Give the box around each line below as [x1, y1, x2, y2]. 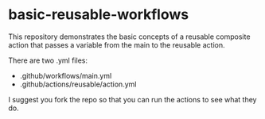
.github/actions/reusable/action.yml [19, 79, 137, 89]
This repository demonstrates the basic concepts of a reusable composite [8, 32, 251, 41]
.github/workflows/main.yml [19, 71, 112, 80]
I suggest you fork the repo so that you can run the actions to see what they [8, 94, 257, 104]
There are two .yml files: [8, 56, 88, 65]
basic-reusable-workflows [8, 6, 189, 24]
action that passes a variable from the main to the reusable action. [8, 40, 225, 49]
